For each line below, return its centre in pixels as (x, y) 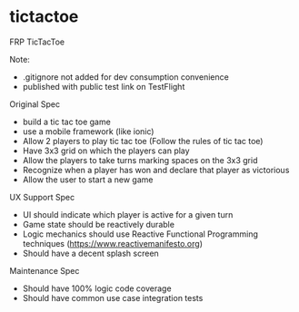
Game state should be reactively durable (99, 224)
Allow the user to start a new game (88, 180)
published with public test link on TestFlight (104, 86)
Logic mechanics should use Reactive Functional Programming (140, 234)
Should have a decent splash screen (90, 253)
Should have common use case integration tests (113, 297)
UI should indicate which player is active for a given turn (128, 214)
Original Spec (35, 104)
